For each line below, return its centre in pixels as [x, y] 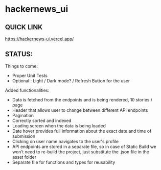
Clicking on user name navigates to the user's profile [65, 141]
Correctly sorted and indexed [42, 121]
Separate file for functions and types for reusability [64, 162]
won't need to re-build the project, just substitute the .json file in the [80, 152]
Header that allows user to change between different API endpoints [80, 110]
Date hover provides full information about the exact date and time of [82, 131]
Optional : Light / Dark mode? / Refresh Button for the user [71, 81]
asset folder [24, 157]
